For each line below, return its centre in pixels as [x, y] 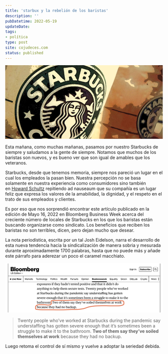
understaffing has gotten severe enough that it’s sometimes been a [86, 325]
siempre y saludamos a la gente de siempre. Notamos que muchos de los [81, 152]
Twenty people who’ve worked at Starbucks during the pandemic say [89, 320]
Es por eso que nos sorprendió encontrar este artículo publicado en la [77, 209]
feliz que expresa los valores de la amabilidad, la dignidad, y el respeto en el [84, 194]
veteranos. [16, 163]
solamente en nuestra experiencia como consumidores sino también [76, 184]
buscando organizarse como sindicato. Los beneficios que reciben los [77, 225]
